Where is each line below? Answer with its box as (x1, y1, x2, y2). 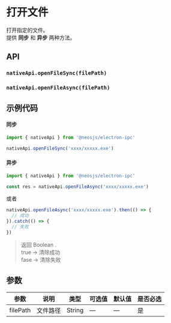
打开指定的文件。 (6, 26, 49, 34)
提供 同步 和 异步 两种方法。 (6, 34, 76, 41)
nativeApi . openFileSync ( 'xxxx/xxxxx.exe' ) (6, 145, 114, 151)
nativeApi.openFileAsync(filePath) (6, 85, 110, 91)
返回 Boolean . (20, 241, 57, 248)
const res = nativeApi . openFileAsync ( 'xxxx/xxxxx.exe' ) (6, 184, 149, 190)
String (66, 306, 84, 314)
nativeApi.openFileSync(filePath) (6, 70, 107, 77)
